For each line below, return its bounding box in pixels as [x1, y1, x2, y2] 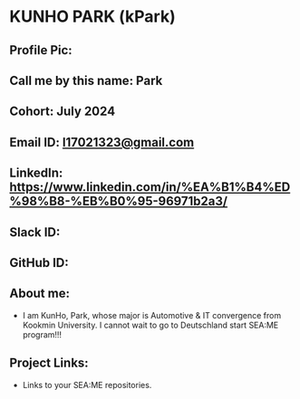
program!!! [22, 328, 62, 340]
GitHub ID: [9, 255, 70, 271]
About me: [9, 286, 71, 301]
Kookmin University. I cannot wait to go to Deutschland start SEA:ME [22, 319, 279, 330]
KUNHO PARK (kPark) [9, 6, 176, 27]
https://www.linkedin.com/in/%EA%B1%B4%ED [9, 179, 291, 195]
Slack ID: [9, 224, 61, 240]
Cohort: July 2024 [9, 104, 116, 119]
